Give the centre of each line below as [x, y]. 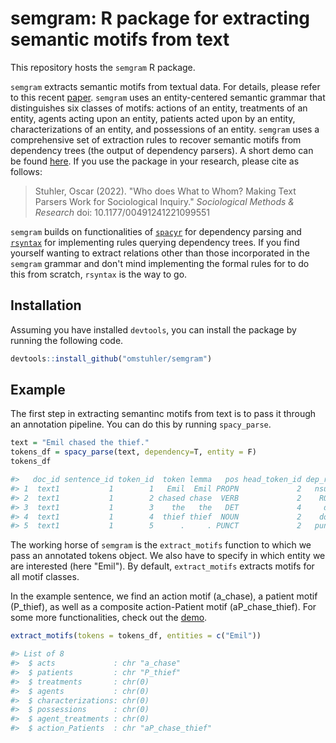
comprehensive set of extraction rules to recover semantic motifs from [156, 139]
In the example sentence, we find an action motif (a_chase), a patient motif [164, 596]
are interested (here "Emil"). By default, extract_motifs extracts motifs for [162, 566]
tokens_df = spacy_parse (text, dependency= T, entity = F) [133, 452]
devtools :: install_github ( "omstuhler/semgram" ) [111, 358]
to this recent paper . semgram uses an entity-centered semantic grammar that [168, 97]
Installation [46, 305]
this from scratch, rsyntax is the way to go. [99, 274]
